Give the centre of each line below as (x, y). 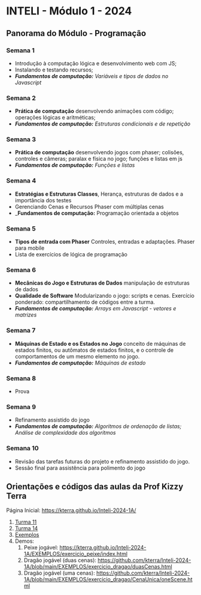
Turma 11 (26, 522)
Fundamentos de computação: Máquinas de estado (80, 363)
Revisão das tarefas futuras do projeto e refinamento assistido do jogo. (102, 461)
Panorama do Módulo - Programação (76, 33)
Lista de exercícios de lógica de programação (71, 255)
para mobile (30, 248)
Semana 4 (21, 181)
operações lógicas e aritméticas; (55, 118)
